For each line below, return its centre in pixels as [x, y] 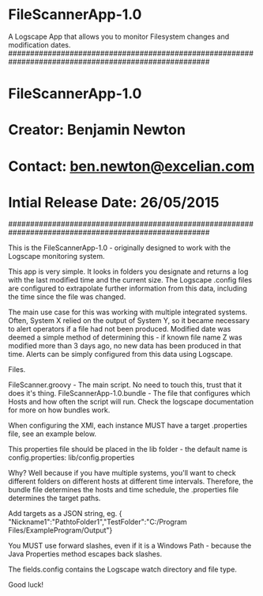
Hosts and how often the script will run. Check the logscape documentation [131, 402]
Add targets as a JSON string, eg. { [65, 514]
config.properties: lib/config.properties [71, 457]
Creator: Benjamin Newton [97, 130]
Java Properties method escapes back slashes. [85, 554]
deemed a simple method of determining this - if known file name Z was [125, 337]
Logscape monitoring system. [56, 256]
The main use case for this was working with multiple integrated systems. [128, 312]
